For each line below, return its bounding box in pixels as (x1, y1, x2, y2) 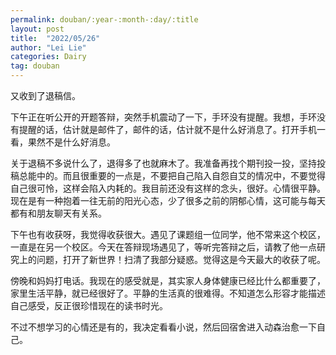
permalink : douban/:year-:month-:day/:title (10, 14, 199, 25)
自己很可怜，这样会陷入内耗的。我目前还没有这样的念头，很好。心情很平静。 (10, 182, 326, 194)
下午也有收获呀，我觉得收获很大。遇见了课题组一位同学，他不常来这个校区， (10, 229, 326, 240)
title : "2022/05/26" (10, 33, 101, 43)
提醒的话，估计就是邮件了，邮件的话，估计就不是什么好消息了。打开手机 (18, 124, 317, 135)
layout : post (10, 24, 65, 34)
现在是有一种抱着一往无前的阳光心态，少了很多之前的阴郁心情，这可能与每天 (10, 195, 326, 206)
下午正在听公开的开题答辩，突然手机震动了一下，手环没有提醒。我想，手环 (10, 111, 317, 123)
